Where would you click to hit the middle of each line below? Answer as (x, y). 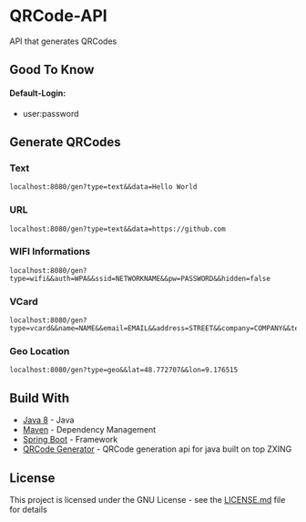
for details (28, 510)
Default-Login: (38, 93)
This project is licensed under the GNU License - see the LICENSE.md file (148, 500)
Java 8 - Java (48, 420)
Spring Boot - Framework (70, 440)
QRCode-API (58, 16)
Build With (40, 398)
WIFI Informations (50, 252)
